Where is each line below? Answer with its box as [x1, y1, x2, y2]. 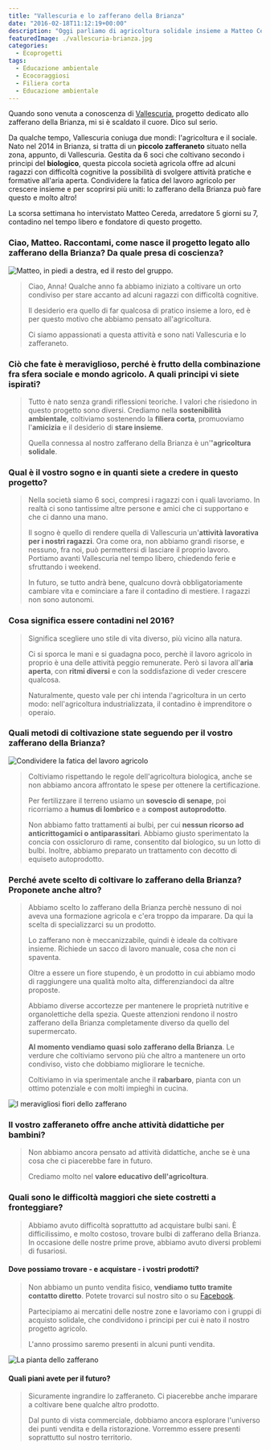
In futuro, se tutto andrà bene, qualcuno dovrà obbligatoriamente [27, 578, 243, 588]
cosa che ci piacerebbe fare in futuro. [27, 1156, 153, 1165]
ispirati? [8, 378, 41, 389]
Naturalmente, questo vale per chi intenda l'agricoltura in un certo [27, 690, 247, 700]
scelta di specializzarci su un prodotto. [27, 920, 157, 929]
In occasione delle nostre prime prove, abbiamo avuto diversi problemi [27, 1237, 262, 1247]
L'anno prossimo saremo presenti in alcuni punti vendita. [27, 1339, 215, 1348]
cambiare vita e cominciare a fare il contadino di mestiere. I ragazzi [27, 586, 251, 596]
